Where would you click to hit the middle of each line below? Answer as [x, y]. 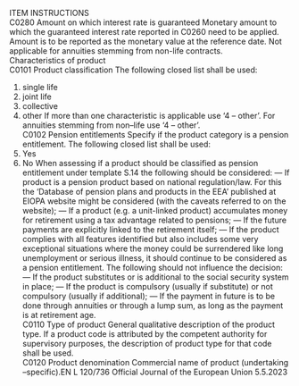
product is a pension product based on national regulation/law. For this [152, 182]
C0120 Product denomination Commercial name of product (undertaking [155, 362]
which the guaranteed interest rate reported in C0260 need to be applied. [144, 32]
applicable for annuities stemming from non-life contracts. [116, 51]
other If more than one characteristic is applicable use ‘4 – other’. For [149, 116]
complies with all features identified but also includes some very [140, 239]
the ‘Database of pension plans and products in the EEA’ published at [149, 192]
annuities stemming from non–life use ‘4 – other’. [111, 125]
